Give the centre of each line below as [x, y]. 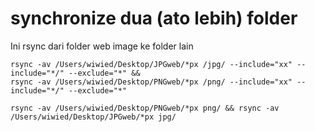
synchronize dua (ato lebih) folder [154, 18]
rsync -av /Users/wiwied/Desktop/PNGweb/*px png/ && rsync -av [145, 108]
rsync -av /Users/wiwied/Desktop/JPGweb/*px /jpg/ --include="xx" [151, 64]
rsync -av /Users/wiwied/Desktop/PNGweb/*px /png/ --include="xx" [151, 82]
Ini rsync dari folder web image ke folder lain [102, 46]
